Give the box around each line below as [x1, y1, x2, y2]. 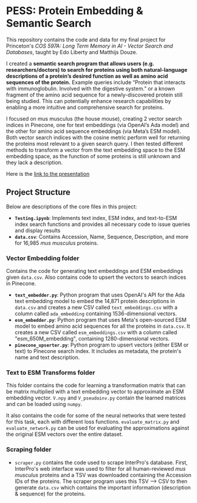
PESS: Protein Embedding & [6, 4, 143, 18]
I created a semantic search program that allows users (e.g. [6, 60, 155, 67]
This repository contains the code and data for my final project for [6, 36, 166, 43]
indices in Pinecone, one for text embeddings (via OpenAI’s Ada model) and [6, 121, 189, 128]
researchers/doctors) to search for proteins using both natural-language [6, 66, 188, 73]
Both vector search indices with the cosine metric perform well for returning [6, 134, 190, 141]
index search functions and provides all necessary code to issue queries [14, 221, 191, 228]
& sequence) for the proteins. [14, 490, 86, 497]
